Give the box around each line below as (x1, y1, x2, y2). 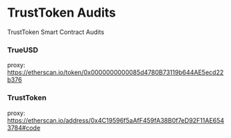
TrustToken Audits (7, 5, 117, 21)
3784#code (7, 123, 41, 132)
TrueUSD (7, 45, 39, 55)
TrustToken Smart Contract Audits (7, 28, 105, 36)
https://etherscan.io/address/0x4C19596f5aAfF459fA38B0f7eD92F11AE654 (7, 116, 225, 124)
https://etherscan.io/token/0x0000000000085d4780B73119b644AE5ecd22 (7, 68, 224, 77)
